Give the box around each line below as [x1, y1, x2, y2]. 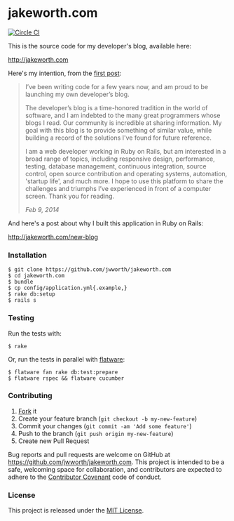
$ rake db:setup [8, 291, 55, 298]
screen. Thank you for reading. [25, 192, 115, 200]
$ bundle [8, 279, 34, 286]
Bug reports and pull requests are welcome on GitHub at [8, 450, 171, 459]
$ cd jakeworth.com [8, 272, 65, 279]
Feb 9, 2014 [25, 205, 60, 213]
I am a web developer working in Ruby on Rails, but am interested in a [25, 147, 226, 155]
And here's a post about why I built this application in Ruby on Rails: [8, 219, 204, 227]
